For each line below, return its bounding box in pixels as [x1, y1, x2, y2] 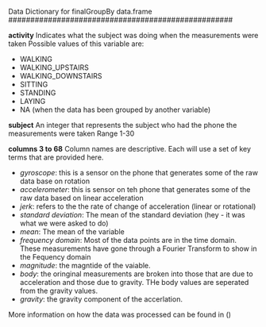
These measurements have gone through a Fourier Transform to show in [19, 244, 257, 253]
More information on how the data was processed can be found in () [8, 310, 232, 319]
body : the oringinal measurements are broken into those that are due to [19, 269, 253, 279]
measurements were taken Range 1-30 [8, 129, 135, 138]
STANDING [19, 88, 56, 98]
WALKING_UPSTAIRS [19, 63, 89, 72]
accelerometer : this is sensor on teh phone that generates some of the [19, 185, 251, 194]
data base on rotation [19, 176, 90, 186]
